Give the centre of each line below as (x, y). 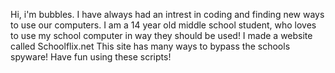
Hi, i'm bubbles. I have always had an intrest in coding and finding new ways (167, 14)
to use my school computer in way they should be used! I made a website (161, 35)
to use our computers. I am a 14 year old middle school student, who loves (163, 25)
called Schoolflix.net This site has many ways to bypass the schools (150, 46)
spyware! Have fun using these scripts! (91, 57)
